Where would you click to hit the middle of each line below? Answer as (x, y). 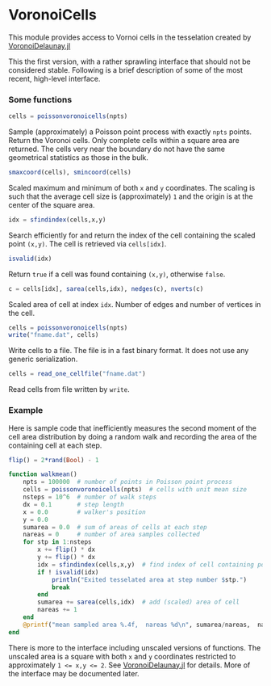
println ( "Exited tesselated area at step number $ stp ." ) (149, 579)
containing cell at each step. (55, 445)
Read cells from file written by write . (69, 389)
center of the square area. (52, 204)
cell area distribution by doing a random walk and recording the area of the (133, 436)
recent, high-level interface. (54, 78)
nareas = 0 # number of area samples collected (111, 535)
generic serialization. (43, 359)
